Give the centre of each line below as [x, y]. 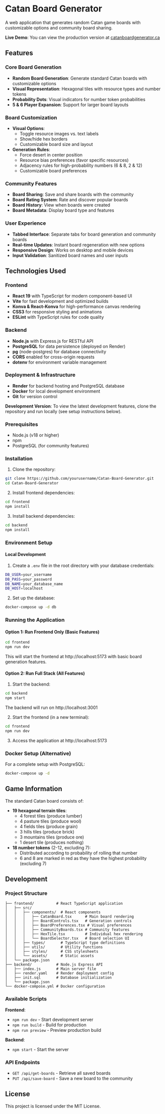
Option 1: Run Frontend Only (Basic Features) [53, 632]
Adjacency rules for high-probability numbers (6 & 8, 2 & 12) [81, 165]
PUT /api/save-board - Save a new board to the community [72, 1078]
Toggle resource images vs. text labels [59, 134]
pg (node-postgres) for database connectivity [59, 351]
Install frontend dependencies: [44, 493]
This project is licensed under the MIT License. [53, 1106]
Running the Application [35, 620]
